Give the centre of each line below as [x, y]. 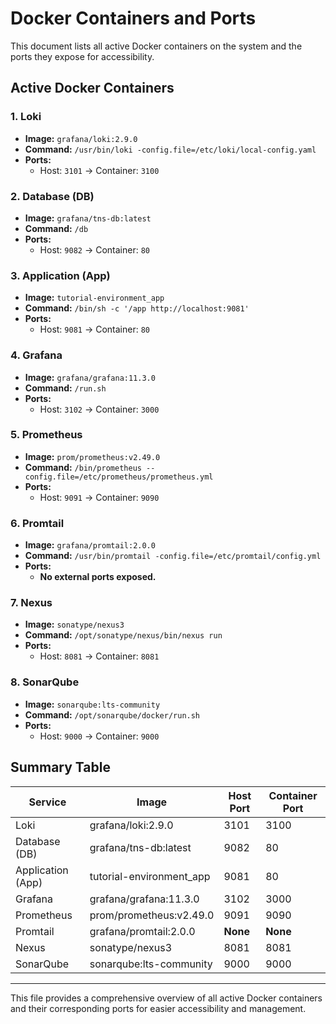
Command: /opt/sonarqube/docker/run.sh [112, 714]
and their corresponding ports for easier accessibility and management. [158, 1008]
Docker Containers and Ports [133, 18]
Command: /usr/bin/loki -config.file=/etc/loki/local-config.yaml [170, 149]
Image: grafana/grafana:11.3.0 [90, 377]
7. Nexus [31, 603]
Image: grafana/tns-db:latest [88, 218]
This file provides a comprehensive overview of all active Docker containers [166, 998]
